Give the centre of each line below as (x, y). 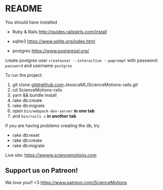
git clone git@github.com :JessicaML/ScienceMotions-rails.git (75, 85)
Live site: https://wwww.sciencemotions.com (51, 155)
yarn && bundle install (34, 95)
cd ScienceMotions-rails (37, 90)
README (24, 9)
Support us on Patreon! (41, 171)
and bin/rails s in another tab (44, 116)
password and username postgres (39, 65)
